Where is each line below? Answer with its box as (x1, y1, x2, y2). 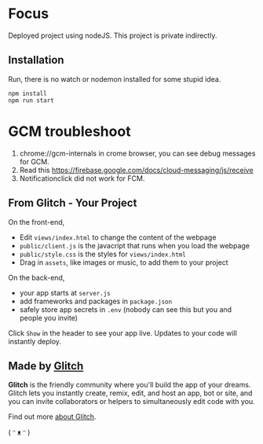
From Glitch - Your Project (8, 196, 137, 210)
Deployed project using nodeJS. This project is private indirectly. (8, 31, 217, 40)
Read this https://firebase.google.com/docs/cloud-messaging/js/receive (19, 165, 254, 174)
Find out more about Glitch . (8, 412, 97, 421)
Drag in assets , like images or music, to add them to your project (19, 257, 229, 267)
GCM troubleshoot (8, 123, 131, 140)
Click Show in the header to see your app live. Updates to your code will (8, 328, 237, 338)
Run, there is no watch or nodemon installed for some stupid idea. (8, 74, 221, 83)
